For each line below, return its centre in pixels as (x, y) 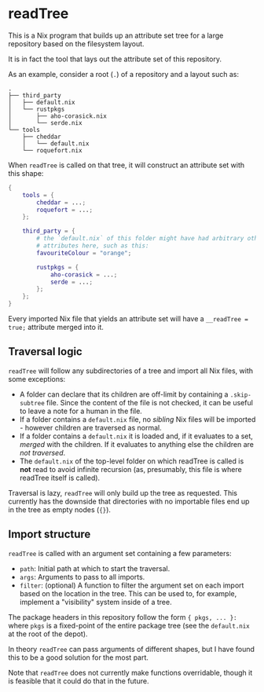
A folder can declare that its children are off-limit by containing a (124, 394)
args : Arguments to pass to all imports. (82, 577)
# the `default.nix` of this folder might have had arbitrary (140, 239)
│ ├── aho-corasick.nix (58, 116)
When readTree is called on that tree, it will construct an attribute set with (126, 165)
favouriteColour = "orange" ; (84, 253)
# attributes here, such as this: (93, 246)
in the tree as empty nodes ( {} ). (60, 509)
